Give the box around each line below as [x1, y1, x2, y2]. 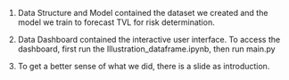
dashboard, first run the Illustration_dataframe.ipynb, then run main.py [17, 44, 276, 54]
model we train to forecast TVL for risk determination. [17, 17, 216, 28]
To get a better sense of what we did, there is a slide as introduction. [17, 61, 270, 71]
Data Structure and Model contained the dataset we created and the [17, 8, 268, 18]
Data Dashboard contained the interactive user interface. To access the [17, 35, 281, 44]
